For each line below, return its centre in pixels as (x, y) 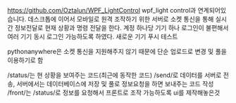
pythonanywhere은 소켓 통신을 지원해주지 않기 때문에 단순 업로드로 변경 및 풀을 (117, 51)
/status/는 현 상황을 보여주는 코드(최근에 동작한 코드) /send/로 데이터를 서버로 (114, 75)
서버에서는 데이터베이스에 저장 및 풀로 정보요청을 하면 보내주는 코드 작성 (115, 84)
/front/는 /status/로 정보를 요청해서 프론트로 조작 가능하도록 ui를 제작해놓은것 (114, 92)
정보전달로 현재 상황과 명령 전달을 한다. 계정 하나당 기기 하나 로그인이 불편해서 (122, 28)
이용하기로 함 (25, 60)
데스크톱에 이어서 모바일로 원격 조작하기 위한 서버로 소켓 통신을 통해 (121, 19)
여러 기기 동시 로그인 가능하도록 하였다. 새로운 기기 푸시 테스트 (93, 36)
